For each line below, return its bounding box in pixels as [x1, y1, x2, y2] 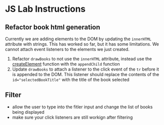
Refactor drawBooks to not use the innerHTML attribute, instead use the [12, 56, 152, 62]
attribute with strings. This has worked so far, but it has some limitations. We [5, 41, 159, 47]
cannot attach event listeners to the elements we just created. [5, 47, 130, 52]
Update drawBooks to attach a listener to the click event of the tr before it [12, 66, 159, 72]
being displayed [12, 109, 45, 115]
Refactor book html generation [5, 23, 100, 31]
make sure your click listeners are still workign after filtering [12, 114, 133, 120]
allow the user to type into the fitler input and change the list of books [12, 104, 153, 110]
